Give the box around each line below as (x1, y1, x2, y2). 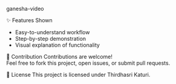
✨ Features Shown (6, 17, 53, 23)
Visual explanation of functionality (15, 41, 100, 49)
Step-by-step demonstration (15, 35, 86, 42)
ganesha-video (6, 5, 44, 12)
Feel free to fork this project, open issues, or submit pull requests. (6, 59, 171, 67)
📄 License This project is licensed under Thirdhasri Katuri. (6, 71, 151, 78)
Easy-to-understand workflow (15, 29, 90, 35)
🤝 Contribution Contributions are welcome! (6, 53, 113, 60)
